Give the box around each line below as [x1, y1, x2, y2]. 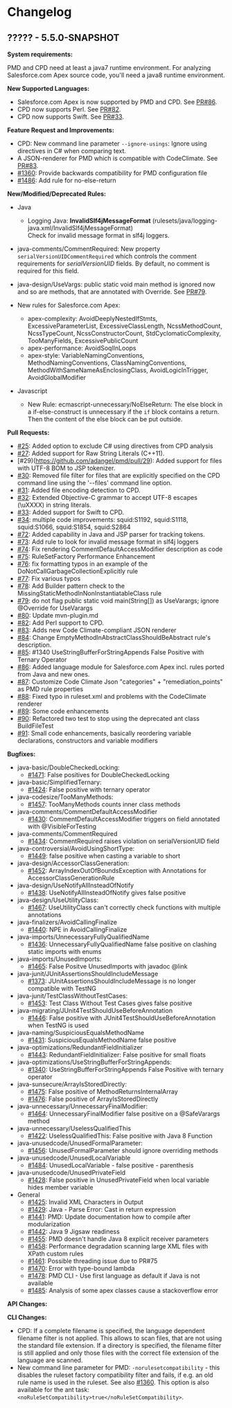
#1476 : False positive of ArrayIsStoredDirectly [27, 1095, 159, 1103]
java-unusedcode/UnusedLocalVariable [17, 1154, 131, 1162]
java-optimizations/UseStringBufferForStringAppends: [17, 1058, 172, 1066]
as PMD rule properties [17, 685, 84, 693]
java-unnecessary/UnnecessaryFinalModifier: [17, 1102, 148, 1110]
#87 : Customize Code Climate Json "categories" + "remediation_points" [17, 677, 224, 686]
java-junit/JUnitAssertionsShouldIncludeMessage [17, 970, 159, 977]
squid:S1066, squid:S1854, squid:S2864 [17, 523, 131, 531]
